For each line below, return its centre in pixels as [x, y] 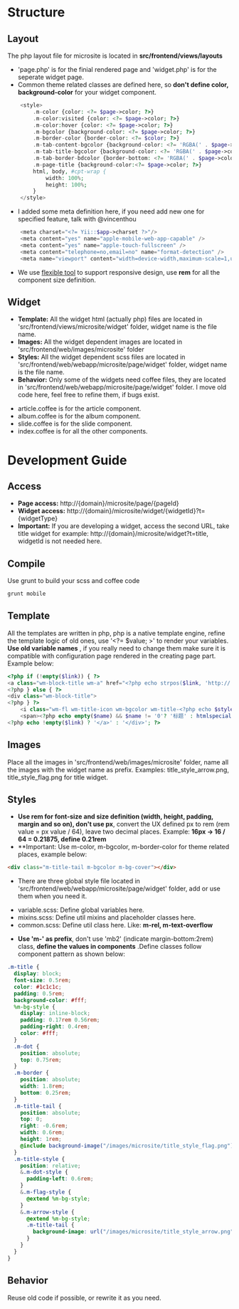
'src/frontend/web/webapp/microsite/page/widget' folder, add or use [119, 889]
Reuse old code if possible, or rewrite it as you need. [84, 1298]
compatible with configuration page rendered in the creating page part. [112, 656]
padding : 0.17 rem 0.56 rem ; [60, 1020]
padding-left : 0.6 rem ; [60, 1179]
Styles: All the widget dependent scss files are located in [101, 357]
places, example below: [52, 854]
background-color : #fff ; [51, 1000]
